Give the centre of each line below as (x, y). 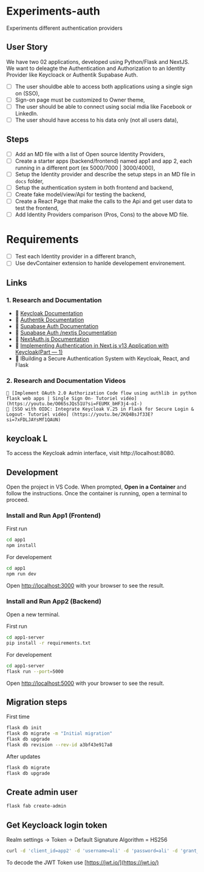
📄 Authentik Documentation (49, 320)
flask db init (24, 728)
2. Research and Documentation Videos (66, 380)
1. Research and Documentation (54, 300)
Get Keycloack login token (57, 825)
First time (18, 717)
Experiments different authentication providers (64, 28)
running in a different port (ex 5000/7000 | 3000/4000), (85, 168)
